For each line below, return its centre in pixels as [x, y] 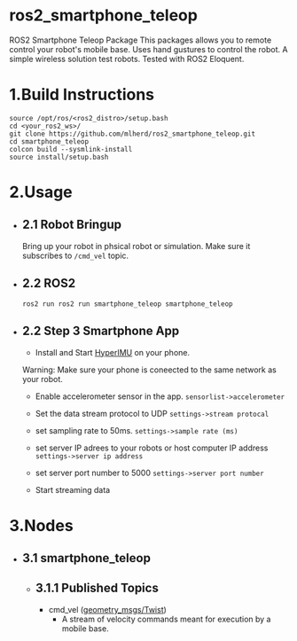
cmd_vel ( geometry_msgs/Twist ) [107, 609]
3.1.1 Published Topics [97, 588]
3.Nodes [41, 525]
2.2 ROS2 [49, 283]
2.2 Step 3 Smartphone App [101, 331]
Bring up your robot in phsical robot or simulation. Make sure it [136, 246]
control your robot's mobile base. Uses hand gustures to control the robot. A [148, 49]
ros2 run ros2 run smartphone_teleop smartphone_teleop [127, 304]
